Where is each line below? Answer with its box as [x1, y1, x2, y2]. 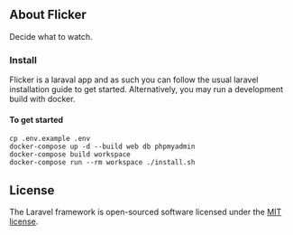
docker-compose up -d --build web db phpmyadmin [9, 142, 196, 152]
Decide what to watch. [9, 31, 93, 42]
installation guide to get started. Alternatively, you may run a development [9, 84, 284, 95]
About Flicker [9, 7, 87, 23]
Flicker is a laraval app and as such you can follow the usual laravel [9, 74, 259, 85]
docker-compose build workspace [9, 150, 131, 159]
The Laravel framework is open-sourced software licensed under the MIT [9, 207, 282, 218]
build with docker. [9, 94, 76, 105]
